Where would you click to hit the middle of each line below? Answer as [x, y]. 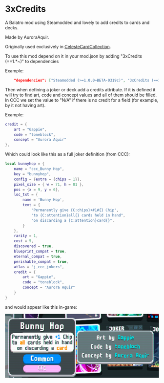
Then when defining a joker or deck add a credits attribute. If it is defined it [80, 89]
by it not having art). [25, 105]
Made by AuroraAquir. [27, 37]
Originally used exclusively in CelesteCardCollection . [58, 46]
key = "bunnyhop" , [32, 174]
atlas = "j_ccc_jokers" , [39, 267]
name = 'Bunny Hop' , [43, 200]
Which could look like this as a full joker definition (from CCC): [68, 154]
